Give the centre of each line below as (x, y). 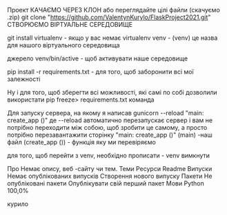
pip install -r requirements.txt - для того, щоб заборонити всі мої (101, 72)
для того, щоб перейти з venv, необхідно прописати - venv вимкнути (109, 155)
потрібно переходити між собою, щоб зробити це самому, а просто (107, 127)
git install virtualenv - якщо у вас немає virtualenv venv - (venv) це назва (112, 38)
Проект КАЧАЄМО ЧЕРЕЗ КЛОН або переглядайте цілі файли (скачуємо (114, 10)
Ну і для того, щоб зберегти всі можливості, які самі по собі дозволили (112, 92)
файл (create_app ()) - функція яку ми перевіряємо (82, 142)
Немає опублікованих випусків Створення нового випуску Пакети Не (110, 176)
